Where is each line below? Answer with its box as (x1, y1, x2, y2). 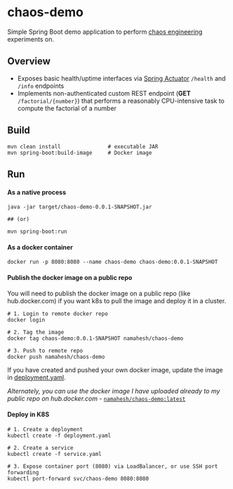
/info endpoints (17, 82, 65, 90)
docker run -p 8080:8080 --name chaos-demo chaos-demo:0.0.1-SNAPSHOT (7, 258, 218, 266)
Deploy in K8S (7, 410, 50, 419)
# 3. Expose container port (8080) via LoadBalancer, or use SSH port (7, 462, 218, 470)
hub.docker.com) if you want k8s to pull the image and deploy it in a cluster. (7, 296, 227, 305)
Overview (7, 56, 51, 68)
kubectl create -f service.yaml (7, 450, 102, 457)
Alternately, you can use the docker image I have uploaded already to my (7, 386, 220, 395)
